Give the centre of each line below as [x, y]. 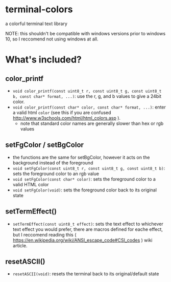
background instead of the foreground [53, 163]
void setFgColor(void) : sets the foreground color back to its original [85, 190]
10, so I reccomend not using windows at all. [52, 39]
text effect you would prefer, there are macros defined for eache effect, [88, 229]
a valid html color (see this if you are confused [62, 112]
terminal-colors [39, 9]
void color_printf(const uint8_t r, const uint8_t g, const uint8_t [87, 91]
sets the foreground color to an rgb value [56, 173]
